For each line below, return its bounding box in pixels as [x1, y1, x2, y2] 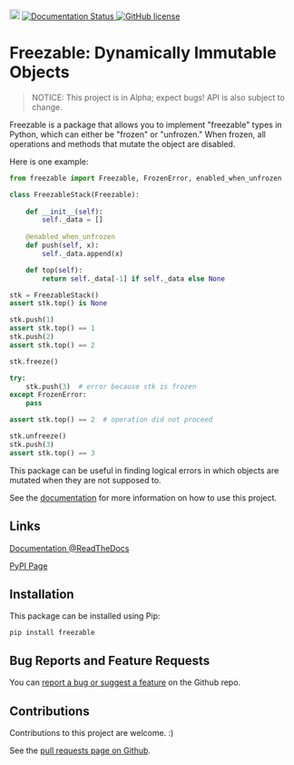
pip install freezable [9, 628, 95, 638]
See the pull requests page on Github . [9, 745, 152, 756]
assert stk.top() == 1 [9, 323, 95, 333]
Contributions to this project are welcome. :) [9, 727, 174, 738]
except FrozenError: [9, 391, 88, 400]
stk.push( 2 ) [9, 333, 54, 342]
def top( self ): [25, 265, 83, 274]
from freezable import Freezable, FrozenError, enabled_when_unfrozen [9, 174, 282, 183]
